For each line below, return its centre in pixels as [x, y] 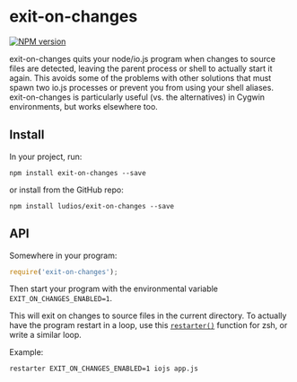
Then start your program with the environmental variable [114, 289]
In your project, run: [46, 156]
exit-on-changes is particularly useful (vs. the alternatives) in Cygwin [137, 97]
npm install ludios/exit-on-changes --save [92, 206]
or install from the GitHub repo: [66, 190]
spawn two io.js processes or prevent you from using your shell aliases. [141, 87]
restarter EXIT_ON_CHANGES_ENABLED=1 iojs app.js [104, 369]
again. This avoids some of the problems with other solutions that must [140, 77]
